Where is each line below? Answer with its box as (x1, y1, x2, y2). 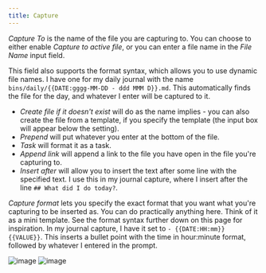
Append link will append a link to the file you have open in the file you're (19, 149, 256, 158)
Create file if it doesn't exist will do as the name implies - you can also (19, 107, 250, 116)
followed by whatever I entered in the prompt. (8, 240, 158, 250)
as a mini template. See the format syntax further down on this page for (8, 215, 243, 224)
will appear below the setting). (19, 123, 119, 133)
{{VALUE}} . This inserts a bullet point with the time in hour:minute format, (8, 232, 247, 241)
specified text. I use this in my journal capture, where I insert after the (19, 174, 248, 184)
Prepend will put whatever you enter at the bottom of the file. (19, 132, 221, 142)
